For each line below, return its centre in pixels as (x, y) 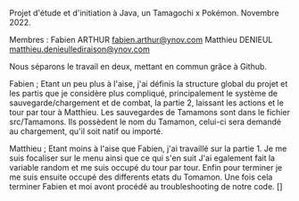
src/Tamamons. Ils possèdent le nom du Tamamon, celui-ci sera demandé (145, 121)
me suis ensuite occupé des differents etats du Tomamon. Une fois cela (141, 177)
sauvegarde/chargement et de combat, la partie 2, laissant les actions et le (146, 103)
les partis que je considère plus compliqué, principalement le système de (144, 93)
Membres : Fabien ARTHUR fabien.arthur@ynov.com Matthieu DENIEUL (141, 40)
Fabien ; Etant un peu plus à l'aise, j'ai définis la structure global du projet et (149, 84)
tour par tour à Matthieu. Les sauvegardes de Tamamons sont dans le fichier (149, 112)
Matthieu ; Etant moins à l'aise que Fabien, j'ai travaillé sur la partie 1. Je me (148, 148)
